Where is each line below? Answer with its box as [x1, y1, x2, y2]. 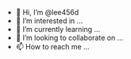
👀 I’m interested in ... [15, 16, 83, 26]
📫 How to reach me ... [15, 42, 90, 51]
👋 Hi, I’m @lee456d [15, 8, 79, 17]
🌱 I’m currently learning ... [15, 25, 101, 33]
